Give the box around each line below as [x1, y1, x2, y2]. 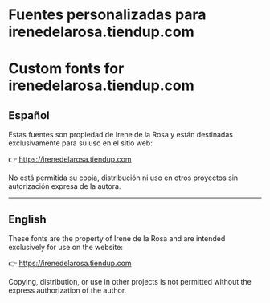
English [8, 212, 47, 226]
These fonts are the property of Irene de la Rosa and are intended [8, 234, 226, 243]
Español [8, 109, 50, 122]
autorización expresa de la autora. [8, 182, 121, 191]
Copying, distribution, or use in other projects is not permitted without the [8, 277, 252, 286]
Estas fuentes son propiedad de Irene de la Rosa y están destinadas [8, 130, 233, 140]
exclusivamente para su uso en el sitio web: [8, 138, 153, 148]
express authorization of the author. [8, 285, 127, 295]
